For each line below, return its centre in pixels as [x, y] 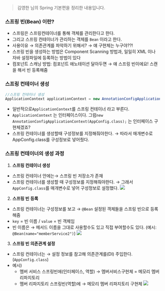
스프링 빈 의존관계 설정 [34, 243]
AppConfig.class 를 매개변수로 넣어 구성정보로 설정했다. [65, 188]
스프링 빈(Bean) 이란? [30, 22]
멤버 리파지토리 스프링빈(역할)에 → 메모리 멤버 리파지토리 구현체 [81, 284]
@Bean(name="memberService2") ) [44, 233]
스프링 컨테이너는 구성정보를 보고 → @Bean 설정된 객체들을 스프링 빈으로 [81, 209]
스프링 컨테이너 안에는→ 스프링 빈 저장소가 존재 [57, 176]
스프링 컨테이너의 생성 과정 [35, 154]
